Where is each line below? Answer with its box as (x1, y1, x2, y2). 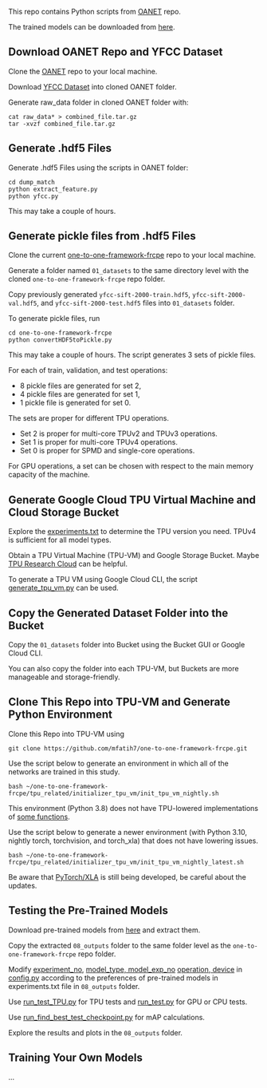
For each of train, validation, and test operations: (8, 366, 168, 375)
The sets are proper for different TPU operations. (8, 413, 170, 423)
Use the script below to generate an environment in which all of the (8, 758, 229, 768)
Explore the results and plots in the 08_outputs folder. (8, 1027, 183, 1037)
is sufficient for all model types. (8, 535, 112, 545)
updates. (8, 880, 37, 890)
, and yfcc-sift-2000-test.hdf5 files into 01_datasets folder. (37, 299, 235, 308)
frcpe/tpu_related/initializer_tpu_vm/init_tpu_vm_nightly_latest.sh (8, 858, 245, 866)
